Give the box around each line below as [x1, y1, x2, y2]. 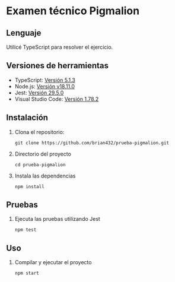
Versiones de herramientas [6, 61, 109, 71]
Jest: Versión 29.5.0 [14, 89, 64, 96]
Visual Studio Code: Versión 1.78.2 [14, 95, 99, 102]
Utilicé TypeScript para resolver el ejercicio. [6, 43, 113, 50]
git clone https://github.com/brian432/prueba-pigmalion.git [14, 140, 170, 146]
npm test [14, 227, 37, 233]
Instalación [6, 113, 49, 123]
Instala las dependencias [14, 172, 76, 179]
